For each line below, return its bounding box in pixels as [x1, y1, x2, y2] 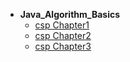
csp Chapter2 [34, 30, 92, 41]
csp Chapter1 [34, 19, 90, 31]
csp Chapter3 [34, 40, 92, 52]
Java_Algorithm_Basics [19, 9, 121, 20]
